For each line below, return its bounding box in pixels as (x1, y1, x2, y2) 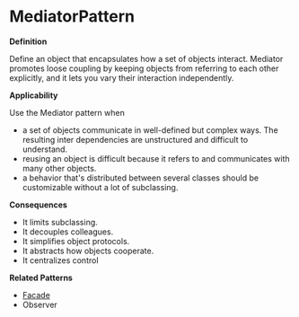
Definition (9, 36, 48, 47)
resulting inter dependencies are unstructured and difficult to (22, 134, 249, 145)
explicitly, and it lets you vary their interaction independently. (9, 72, 234, 83)
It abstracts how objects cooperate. (22, 245, 154, 256)
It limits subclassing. (22, 216, 99, 227)
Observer (22, 299, 58, 310)
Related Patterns (9, 272, 74, 283)
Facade (22, 289, 51, 300)
